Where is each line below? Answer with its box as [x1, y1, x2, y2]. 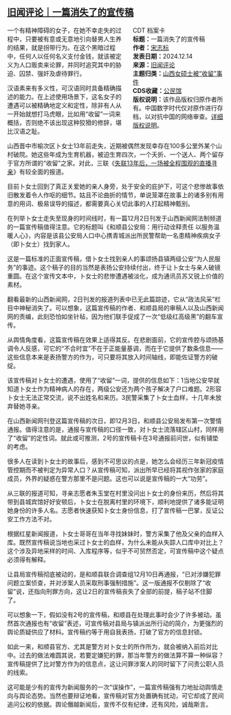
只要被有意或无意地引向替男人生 [25, 34, 115, 43]
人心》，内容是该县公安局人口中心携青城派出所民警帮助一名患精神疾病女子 [12, 231, 221, 239]
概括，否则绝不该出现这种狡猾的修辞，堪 [7, 118, 122, 126]
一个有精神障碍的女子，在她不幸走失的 [7, 26, 115, 34]
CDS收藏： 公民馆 [133, 86, 182, 94]
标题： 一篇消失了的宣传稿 [133, 34, 206, 43]
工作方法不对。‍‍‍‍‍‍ [12, 514, 56, 523]
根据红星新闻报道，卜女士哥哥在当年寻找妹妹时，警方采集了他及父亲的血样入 [7, 530, 224, 538]
